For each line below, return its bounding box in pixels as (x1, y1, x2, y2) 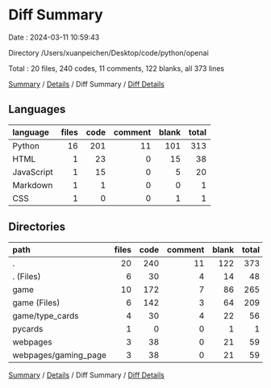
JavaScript (12, 166, 54, 177)
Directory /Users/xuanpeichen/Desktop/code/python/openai (8, 48, 210, 57)
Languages (8, 102, 66, 116)
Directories (8, 220, 66, 234)
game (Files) (12, 297, 60, 308)
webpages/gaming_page (12, 349, 107, 361)
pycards (12, 323, 44, 334)
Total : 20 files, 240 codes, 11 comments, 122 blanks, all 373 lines (8, 63, 224, 73)
